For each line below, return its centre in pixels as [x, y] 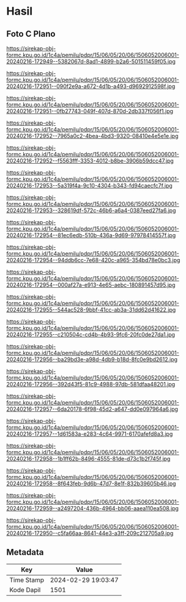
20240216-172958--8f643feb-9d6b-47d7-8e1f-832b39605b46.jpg [91, 483]
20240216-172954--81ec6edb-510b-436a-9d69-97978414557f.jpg [91, 235]
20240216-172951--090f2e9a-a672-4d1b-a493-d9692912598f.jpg [91, 86]
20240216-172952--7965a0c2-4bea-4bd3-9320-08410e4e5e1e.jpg [92, 136]
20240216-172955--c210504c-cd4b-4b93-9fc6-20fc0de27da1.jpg [91, 335]
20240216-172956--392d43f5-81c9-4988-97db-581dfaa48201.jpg [91, 384]
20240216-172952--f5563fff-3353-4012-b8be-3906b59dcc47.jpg [90, 161]
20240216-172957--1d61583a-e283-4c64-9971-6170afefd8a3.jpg [90, 434]
